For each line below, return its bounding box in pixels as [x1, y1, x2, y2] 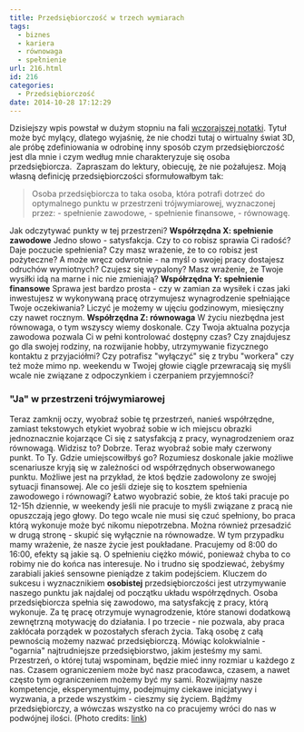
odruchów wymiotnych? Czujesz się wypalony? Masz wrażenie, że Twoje [9, 264, 284, 275]
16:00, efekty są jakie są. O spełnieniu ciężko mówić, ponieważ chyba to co [9, 549, 291, 559]
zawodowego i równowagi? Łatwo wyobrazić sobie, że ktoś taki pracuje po [9, 490, 289, 501]
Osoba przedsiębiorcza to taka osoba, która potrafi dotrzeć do [31, 188, 266, 200]
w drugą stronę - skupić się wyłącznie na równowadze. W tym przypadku [9, 529, 284, 540]
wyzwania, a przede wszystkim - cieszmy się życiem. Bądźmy [9, 693, 242, 704]
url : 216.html [9, 64, 64, 74]
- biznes [17, 30, 51, 39]
